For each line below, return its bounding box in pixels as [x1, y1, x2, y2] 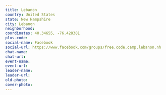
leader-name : [5, 68, 33, 73]
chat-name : [5, 49, 28, 54]
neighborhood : [5, 26, 35, 31]
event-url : [5, 63, 28, 68]
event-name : [5, 59, 30, 64]
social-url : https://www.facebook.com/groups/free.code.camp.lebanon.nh [5, 45, 161, 50]
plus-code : [5, 36, 28, 41]
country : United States [5, 12, 56, 17]
